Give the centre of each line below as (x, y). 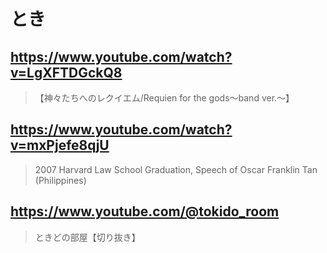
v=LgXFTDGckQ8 (66, 72)
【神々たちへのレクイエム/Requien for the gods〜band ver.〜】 (164, 98)
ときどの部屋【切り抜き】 (87, 237)
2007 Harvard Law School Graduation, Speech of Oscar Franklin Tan (176, 169)
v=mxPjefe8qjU (60, 145)
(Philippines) (60, 180)
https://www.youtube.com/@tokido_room (145, 211)
